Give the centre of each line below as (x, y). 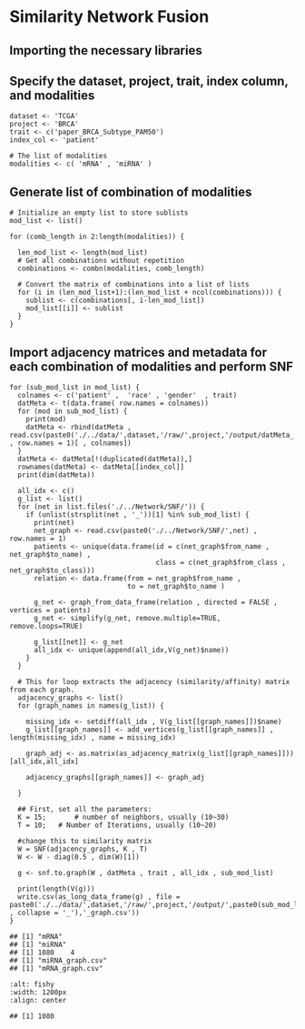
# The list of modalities (58, 156)
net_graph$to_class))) (52, 570)
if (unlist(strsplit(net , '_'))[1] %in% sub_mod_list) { (138, 515)
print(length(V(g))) (56, 889)
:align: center (38, 1001)
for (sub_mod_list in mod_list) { (75, 388)
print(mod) (46, 419)
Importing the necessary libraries (106, 50)
